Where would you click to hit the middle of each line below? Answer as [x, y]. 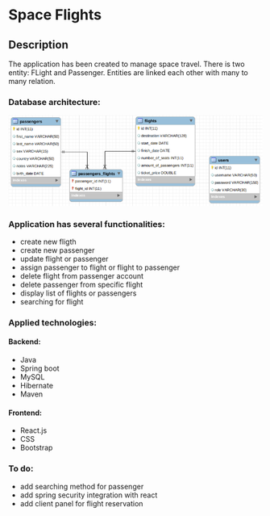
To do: [21, 468]
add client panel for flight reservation [81, 503]
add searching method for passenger [82, 486]
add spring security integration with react [89, 495]
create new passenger [57, 250]
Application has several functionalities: [87, 224]
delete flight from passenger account [81, 275]
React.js [33, 430]
